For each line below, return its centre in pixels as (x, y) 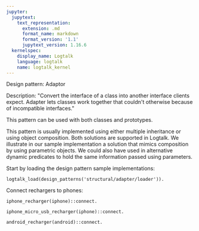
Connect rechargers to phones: (45, 190)
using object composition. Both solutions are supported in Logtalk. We (93, 138)
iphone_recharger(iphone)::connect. (52, 201)
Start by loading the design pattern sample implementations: (81, 168)
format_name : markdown (50, 34)
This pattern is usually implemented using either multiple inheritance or (94, 131)
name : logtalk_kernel (44, 67)
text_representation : (44, 23)
